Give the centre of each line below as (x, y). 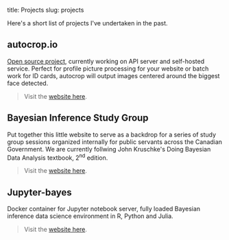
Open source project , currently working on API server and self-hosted (106, 61)
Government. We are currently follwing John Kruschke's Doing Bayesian (109, 149)
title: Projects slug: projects (46, 10)
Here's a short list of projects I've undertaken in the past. (87, 23)
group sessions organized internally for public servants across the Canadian (115, 142)
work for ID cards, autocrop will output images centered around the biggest (113, 75)
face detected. (28, 83)
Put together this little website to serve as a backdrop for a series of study (112, 134)
